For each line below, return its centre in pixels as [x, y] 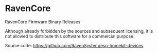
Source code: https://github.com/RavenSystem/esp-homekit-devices [74, 45]
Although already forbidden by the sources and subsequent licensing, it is [79, 31]
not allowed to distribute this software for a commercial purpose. [70, 36]
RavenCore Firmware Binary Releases [43, 22]
